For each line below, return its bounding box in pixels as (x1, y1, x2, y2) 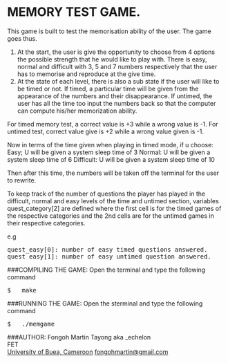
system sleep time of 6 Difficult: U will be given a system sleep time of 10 (7, 155, 216, 163)
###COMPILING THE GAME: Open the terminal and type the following (7, 266, 206, 274)
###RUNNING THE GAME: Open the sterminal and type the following (7, 299, 203, 308)
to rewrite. (7, 176, 37, 184)
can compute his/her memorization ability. (17, 106, 137, 115)
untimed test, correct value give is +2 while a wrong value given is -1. (7, 127, 205, 136)
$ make (7, 286, 37, 294)
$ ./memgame (7, 319, 55, 328)
